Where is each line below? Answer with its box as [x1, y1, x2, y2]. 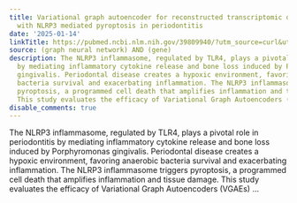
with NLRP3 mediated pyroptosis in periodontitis [17, 21, 203, 30]
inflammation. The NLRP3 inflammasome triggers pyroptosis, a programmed [9, 165, 287, 176]
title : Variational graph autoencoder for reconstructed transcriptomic [9, 12, 283, 22]
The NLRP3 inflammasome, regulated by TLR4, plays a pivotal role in [9, 127, 259, 138]
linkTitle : [9, 37, 49, 47]
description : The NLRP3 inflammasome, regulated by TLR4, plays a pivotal [9, 54, 291, 63]
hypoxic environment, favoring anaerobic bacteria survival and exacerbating [9, 155, 287, 166]
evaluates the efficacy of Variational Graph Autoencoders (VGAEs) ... [9, 184, 260, 194]
